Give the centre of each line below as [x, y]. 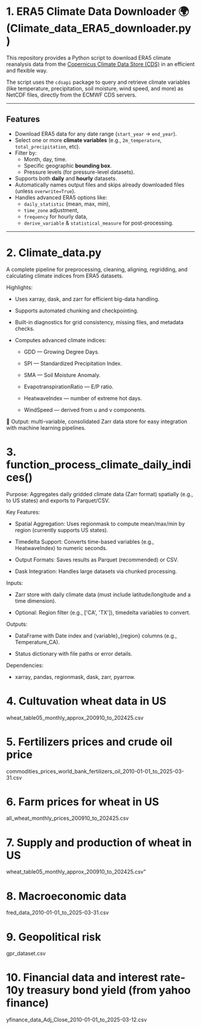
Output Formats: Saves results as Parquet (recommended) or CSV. [96, 559]
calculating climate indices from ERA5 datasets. [65, 276]
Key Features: [23, 512]
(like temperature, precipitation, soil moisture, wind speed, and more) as [95, 88]
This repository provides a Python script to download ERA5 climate [89, 58]
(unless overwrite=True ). [45, 191]
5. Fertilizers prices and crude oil [89, 742]
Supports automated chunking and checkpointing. [77, 310]
